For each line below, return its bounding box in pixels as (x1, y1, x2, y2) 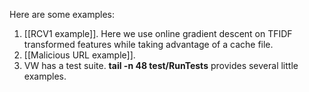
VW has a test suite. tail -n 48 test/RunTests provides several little (23, 60, 299, 71)
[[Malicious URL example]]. (23, 49, 136, 61)
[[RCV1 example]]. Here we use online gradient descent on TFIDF (23, 28, 293, 39)
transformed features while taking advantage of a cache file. (23, 39, 274, 50)
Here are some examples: (9, 9, 116, 20)
